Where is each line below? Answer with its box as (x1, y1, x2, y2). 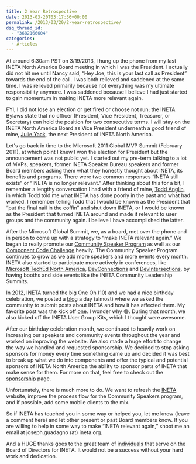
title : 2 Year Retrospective (6, 8, 77, 15)
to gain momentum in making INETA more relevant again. (6, 94, 143, 101)
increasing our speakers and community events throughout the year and (6, 331, 180, 338)
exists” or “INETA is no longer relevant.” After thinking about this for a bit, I (6, 179, 185, 186)
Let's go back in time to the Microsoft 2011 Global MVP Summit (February (6, 142, 183, 149)
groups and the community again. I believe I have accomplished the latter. (6, 216, 184, 224)
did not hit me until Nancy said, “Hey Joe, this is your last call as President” (6, 70, 187, 77)
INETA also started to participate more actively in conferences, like (6, 259, 167, 266)
